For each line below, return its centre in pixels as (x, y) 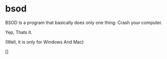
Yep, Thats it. (19, 32)
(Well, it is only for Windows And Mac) (44, 42)
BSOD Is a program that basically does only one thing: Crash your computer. (84, 22)
